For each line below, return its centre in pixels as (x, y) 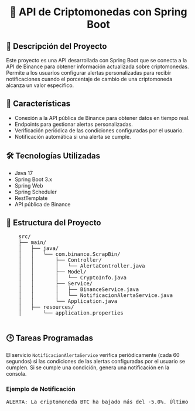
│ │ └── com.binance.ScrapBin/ (69, 254)
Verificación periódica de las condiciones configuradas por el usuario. (99, 130)
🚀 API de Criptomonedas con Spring (98, 12)
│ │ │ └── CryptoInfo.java (73, 278)
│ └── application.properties (71, 313)
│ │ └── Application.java (68, 301)
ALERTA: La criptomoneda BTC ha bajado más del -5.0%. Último (97, 402)
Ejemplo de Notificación (41, 389)
